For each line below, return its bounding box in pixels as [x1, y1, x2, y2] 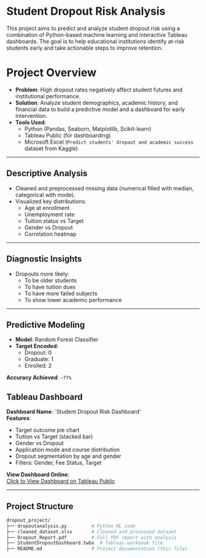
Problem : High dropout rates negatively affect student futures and [15, 86, 183, 93]
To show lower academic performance [24, 296, 122, 303]
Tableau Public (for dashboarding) [24, 131, 111, 139]
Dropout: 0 [24, 349, 52, 357]
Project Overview [6, 66, 97, 80]
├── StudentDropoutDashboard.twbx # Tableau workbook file [6, 540, 164, 546]
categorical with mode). [15, 191, 75, 198]
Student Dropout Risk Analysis [6, 4, 166, 18]
